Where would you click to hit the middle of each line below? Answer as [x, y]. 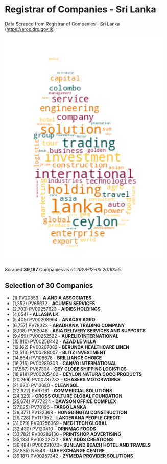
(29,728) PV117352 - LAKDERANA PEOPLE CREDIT [66, 418]
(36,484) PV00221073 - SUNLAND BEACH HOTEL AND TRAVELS [81, 445]
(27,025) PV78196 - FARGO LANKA [49, 407]
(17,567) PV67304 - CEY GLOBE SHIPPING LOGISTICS [69, 369]
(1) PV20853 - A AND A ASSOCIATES [52, 298]
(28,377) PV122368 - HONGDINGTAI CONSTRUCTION [69, 412]
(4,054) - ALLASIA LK [35, 314]
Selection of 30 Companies [49, 286]
